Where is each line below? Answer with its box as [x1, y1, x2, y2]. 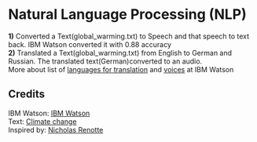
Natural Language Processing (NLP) [8, 5, 247, 24]
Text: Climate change [8, 116, 77, 126]
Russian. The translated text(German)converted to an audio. [8, 56, 203, 66]
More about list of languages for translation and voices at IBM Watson [8, 64, 234, 74]
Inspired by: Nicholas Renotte [8, 125, 104, 134]
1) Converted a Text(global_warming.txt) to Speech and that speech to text [8, 31, 250, 41]
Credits [8, 88, 46, 101]
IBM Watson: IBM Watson [8, 108, 90, 118]
